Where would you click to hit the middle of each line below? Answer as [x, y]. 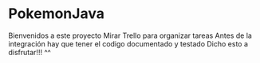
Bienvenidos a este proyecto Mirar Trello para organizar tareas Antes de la [130, 35]
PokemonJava [57, 14]
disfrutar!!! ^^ [30, 52]
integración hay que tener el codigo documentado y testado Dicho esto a [128, 43]
